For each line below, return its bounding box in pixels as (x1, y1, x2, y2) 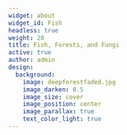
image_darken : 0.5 (22, 85, 84, 94)
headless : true (8, 26, 59, 34)
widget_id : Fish (8, 19, 62, 27)
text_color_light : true (22, 115, 102, 123)
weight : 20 (8, 33, 45, 42)
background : (15, 71, 56, 79)
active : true (8, 48, 52, 56)
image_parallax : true (22, 108, 94, 116)
